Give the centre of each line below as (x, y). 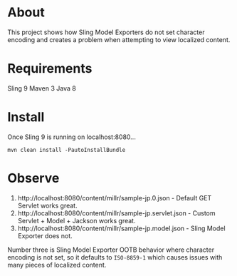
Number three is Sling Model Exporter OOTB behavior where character (111, 250)
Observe (33, 178)
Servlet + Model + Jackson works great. (77, 220)
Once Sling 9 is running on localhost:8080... (72, 137)
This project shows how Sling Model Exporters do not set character (106, 32)
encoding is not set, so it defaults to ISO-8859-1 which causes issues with (115, 257)
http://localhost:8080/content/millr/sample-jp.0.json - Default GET (115, 198)
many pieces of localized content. (57, 265)
